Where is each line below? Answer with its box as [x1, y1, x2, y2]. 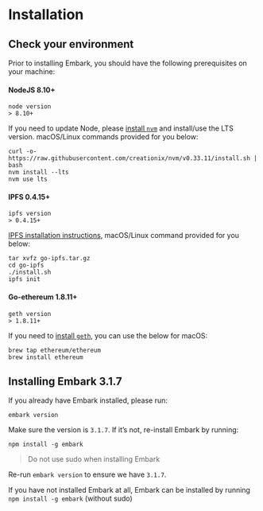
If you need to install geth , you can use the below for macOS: [8, 330, 208, 340]
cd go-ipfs [8, 261, 44, 270]
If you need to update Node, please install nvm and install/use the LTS [8, 123, 234, 133]
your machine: [8, 67, 56, 76]
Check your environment [8, 37, 134, 51]
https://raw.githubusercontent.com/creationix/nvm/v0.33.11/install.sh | [8, 154, 258, 162]
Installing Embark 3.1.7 [8, 375, 122, 388]
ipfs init [8, 275, 41, 283]
